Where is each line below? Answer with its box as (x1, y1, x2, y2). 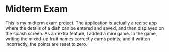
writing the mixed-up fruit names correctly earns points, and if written (5, 36, 150, 42)
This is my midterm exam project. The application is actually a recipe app (5, 20, 157, 26)
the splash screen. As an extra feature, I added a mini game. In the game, (5, 30, 157, 36)
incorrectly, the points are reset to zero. (5, 41, 87, 47)
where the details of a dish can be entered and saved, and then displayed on (5, 25, 164, 31)
